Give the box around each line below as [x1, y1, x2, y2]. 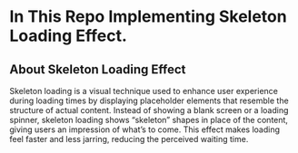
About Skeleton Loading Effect [9, 62, 186, 77]
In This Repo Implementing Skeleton [9, 6, 288, 27]
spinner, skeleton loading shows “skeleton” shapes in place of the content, [9, 115, 289, 125]
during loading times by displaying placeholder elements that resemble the [9, 95, 289, 106]
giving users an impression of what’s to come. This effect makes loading [9, 124, 280, 135]
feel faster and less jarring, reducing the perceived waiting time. [9, 134, 249, 144]
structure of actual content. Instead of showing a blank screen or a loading [9, 105, 289, 115]
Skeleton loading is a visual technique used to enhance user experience [9, 86, 279, 96]
